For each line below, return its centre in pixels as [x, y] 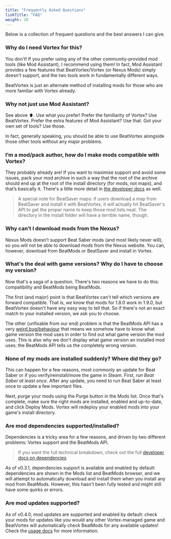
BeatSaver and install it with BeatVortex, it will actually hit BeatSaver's [91, 204]
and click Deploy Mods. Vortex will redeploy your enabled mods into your [82, 407]
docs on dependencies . [43, 458]
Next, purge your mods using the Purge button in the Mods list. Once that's [84, 396]
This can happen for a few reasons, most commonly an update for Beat [80, 370]
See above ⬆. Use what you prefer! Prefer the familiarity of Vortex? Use [81, 115]
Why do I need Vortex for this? [44, 48]
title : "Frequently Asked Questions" [46, 10]
